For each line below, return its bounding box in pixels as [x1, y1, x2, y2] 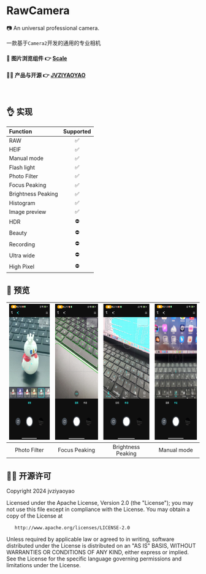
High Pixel [9, 263, 35, 270]
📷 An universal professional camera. [6, 24, 100, 31]
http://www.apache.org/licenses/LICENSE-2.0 [14, 524, 131, 531]
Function [9, 128, 32, 135]
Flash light [9, 164, 36, 171]
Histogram [9, 199, 36, 206]
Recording [9, 240, 36, 248]
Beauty [9, 229, 28, 236]
